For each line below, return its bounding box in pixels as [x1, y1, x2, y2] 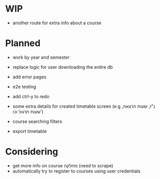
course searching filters [12, 118, 62, 124]
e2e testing [12, 83, 36, 89]
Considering [5, 146, 59, 157]
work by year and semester [12, 54, 70, 60]
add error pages [12, 74, 46, 80]
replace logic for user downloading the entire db [12, 64, 113, 70]
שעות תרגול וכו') [12, 108, 44, 114]
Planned [5, 37, 41, 49]
